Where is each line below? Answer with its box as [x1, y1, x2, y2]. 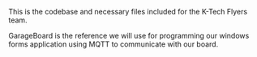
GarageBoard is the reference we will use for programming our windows [8, 31, 250, 40]
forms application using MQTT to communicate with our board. [8, 39, 219, 49]
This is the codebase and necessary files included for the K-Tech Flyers [8, 7, 248, 16]
